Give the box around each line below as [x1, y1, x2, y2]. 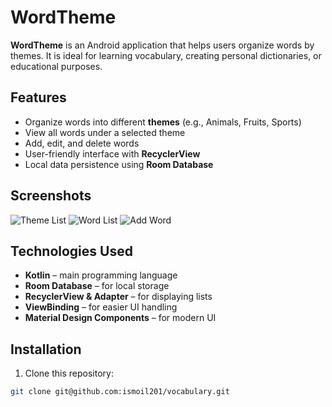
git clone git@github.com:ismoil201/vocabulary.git [10, 387, 230, 397]
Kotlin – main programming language [24, 269, 178, 281]
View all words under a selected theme [24, 126, 186, 138]
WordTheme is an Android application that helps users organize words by [10, 39, 315, 51]
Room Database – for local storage [24, 280, 170, 292]
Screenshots [10, 187, 92, 205]
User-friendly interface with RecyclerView [24, 147, 201, 160]
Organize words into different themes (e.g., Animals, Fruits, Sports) [24, 116, 302, 128]
